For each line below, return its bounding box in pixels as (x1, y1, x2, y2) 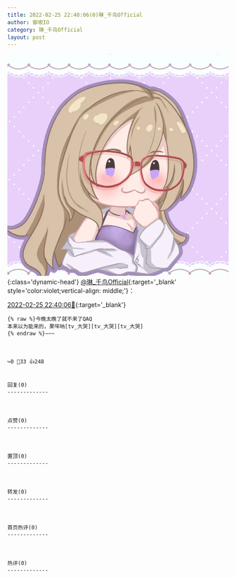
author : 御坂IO (7, 18, 50, 26)
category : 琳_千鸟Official (7, 26, 83, 33)
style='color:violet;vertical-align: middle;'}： (7, 287, 135, 295)
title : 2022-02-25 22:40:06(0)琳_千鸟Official (7, 11, 143, 18)
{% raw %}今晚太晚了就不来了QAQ (7, 315, 93, 323)
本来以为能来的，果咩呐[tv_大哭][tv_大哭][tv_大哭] (7, 323, 144, 330)
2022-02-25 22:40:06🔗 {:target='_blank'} (7, 301, 126, 309)
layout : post (7, 34, 46, 41)
